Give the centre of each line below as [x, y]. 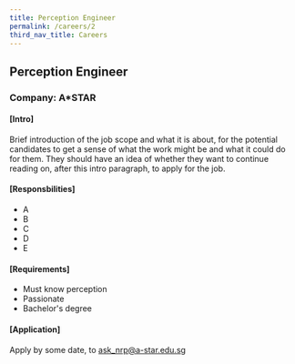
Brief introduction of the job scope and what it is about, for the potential [143, 139]
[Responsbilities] [42, 189]
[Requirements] [40, 268]
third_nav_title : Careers [58, 35]
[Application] [35, 329]
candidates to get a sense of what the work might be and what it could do [147, 149]
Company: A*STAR [53, 97]
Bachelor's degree [57, 308]
